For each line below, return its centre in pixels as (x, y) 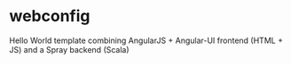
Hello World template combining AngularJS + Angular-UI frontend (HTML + (146, 40)
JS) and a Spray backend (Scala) (70, 49)
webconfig (50, 16)
